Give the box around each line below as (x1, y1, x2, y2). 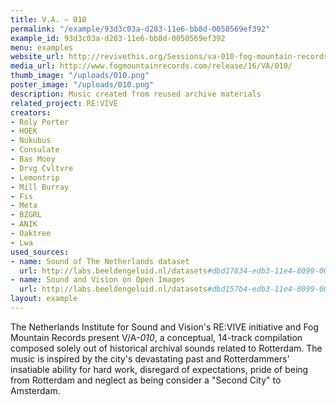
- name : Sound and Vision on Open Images (10, 275, 186, 285)
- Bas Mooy (10, 154, 56, 164)
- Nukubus (10, 136, 52, 146)
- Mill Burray (10, 182, 70, 192)
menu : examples (10, 42, 74, 53)
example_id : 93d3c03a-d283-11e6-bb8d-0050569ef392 (10, 33, 226, 43)
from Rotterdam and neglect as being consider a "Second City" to (10, 374, 282, 386)
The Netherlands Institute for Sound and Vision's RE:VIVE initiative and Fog (10, 321, 320, 333)
